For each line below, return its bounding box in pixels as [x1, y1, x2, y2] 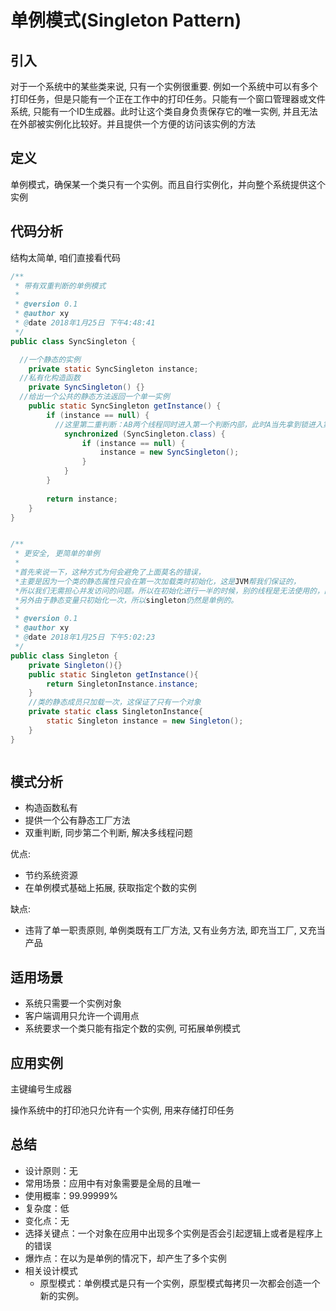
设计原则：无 [24, 1164, 78, 1176]
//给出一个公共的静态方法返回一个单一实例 [19, 392, 170, 402]
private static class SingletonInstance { [28, 707, 203, 717]
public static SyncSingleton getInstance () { [28, 401, 222, 411]
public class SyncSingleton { [10, 336, 137, 346]
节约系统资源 [24, 869, 78, 881]
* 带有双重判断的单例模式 [14, 281, 107, 291]
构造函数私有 [24, 802, 78, 814]
